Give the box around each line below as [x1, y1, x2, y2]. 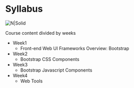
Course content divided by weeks [5, 30, 76, 36]
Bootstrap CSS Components [20, 56, 80, 62]
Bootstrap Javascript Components [20, 67, 93, 73]
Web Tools [20, 78, 43, 84]
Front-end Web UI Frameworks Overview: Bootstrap [20, 45, 129, 51]
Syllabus [5, 3, 43, 15]
